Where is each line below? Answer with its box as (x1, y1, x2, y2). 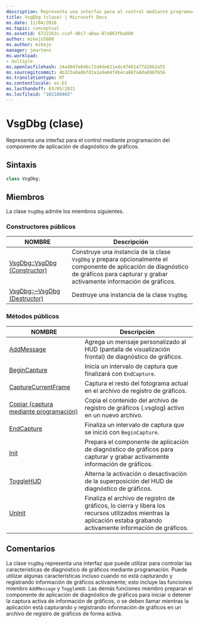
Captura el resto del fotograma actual (85, 379, 188, 387)
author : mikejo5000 (6, 36, 54, 42)
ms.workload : (6, 53, 38, 59)
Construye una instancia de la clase (72, 248, 171, 256)
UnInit (9, 509, 26, 517)
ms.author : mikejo (6, 42, 52, 48)
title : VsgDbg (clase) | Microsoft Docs (6, 14, 108, 20)
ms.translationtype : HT (6, 75, 65, 81)
